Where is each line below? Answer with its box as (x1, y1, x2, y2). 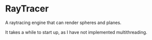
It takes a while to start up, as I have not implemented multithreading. (5, 29, 147, 35)
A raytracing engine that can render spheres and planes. (5, 19, 121, 25)
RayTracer (5, 3, 49, 14)
